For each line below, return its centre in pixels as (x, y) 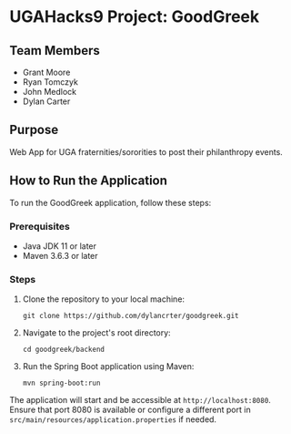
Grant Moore (46, 72)
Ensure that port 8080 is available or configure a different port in (130, 410)
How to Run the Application (89, 181)
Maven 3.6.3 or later (60, 255)
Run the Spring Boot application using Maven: (108, 367)
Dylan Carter (46, 101)
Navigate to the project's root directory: (96, 333)
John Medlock (50, 92)
